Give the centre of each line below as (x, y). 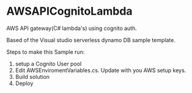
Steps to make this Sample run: (46, 52)
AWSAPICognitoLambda (69, 11)
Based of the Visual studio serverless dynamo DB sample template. (91, 40)
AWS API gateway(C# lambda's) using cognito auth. (72, 28)
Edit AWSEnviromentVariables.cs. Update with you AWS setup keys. (101, 70)
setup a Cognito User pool (48, 64)
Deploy (24, 83)
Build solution (32, 76)
